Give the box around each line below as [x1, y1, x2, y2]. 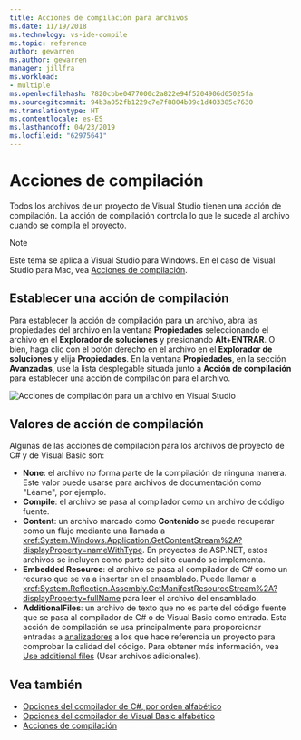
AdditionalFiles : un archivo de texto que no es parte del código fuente [22, 602, 286, 613]
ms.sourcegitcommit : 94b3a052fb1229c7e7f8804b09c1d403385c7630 [9, 97, 254, 107]
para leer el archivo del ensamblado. [121, 593, 259, 604]
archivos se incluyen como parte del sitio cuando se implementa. [22, 554, 266, 565]
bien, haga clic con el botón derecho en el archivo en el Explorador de [9, 344, 273, 355]
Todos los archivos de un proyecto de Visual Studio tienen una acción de [9, 200, 282, 211]
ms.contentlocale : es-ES [9, 114, 103, 123]
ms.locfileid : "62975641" [9, 131, 107, 141]
